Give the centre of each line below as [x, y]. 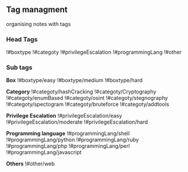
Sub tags [19, 67]
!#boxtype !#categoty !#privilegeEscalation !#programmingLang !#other [94, 52]
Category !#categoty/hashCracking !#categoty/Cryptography [81, 92]
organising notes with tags [39, 24]
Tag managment [37, 10]
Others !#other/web [31, 164]
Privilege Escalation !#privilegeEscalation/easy [64, 116]
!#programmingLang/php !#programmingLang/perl [68, 146]
